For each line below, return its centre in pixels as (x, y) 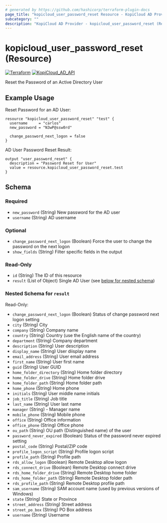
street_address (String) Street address (52, 504)
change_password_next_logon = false (47, 136)
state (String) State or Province (44, 499)
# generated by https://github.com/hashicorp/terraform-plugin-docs (78, 10)
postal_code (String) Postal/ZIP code (50, 446)
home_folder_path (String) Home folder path (57, 383)
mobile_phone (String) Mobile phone (49, 414)
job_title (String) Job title (40, 399)
